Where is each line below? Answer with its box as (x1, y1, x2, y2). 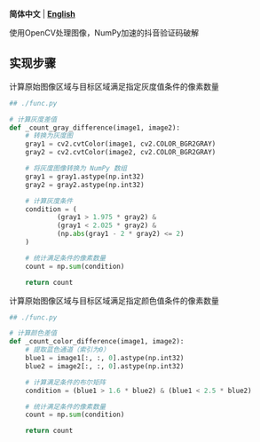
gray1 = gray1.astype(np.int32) (25, 172, 145, 181)
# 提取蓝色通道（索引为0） (25, 345, 110, 354)
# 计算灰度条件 (25, 196, 74, 205)
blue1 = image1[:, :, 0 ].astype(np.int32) (25, 354, 185, 363)
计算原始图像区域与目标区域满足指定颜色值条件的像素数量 (9, 295, 219, 305)
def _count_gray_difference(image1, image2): (9, 123, 180, 132)
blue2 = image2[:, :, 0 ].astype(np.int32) (25, 361, 185, 371)
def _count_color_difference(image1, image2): (9, 337, 185, 346)
